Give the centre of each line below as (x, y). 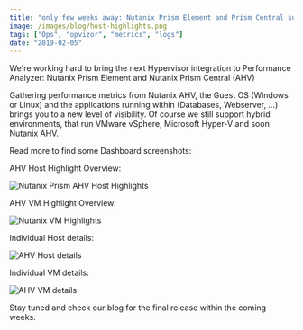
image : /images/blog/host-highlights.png (88, 26)
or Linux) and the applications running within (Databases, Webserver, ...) (144, 105)
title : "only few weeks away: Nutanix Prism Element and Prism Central (147, 18)
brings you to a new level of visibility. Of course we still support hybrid (140, 114)
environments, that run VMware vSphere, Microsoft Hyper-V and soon (140, 124)
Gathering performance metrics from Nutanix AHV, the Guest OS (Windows (149, 95)
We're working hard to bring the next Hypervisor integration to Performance (150, 68)
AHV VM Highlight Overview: (63, 203)
